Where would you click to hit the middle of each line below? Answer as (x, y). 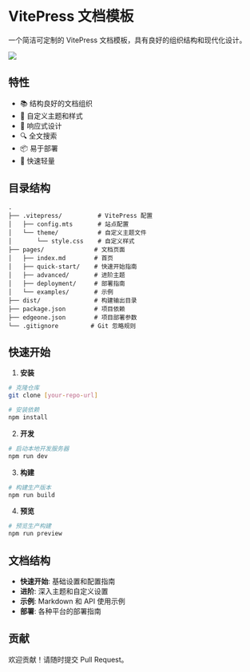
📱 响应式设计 (41, 125)
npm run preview (35, 534)
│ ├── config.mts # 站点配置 (69, 224)
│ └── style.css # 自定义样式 (71, 241)
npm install (28, 417)
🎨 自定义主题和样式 (51, 116)
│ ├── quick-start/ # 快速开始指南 (73, 267)
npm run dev (28, 456)
